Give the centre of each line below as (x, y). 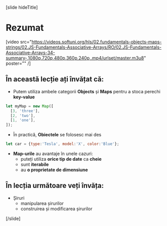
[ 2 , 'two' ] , (23, 116)
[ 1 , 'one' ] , (23, 120)
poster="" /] (18, 63)
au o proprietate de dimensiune (54, 170)
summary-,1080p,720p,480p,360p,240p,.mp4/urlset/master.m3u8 (75, 58)
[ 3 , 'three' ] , (25, 111)
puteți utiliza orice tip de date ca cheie (61, 159)
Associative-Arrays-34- (30, 52)
